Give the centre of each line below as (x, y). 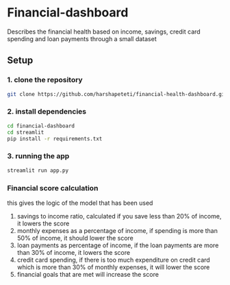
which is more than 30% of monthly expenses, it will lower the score (113, 267)
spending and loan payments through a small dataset (82, 38)
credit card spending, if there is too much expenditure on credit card (113, 260)
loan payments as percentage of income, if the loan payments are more (118, 245)
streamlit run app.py (38, 170)
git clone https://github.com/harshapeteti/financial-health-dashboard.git (117, 94)
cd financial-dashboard (41, 126)
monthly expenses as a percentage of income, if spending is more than (117, 230)
